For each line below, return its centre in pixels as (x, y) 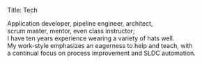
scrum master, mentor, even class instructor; (71, 31)
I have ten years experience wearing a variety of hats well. (91, 38)
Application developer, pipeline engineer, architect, (80, 23)
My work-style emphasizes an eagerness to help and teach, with (100, 46)
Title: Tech (22, 10)
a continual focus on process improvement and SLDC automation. (102, 53)
